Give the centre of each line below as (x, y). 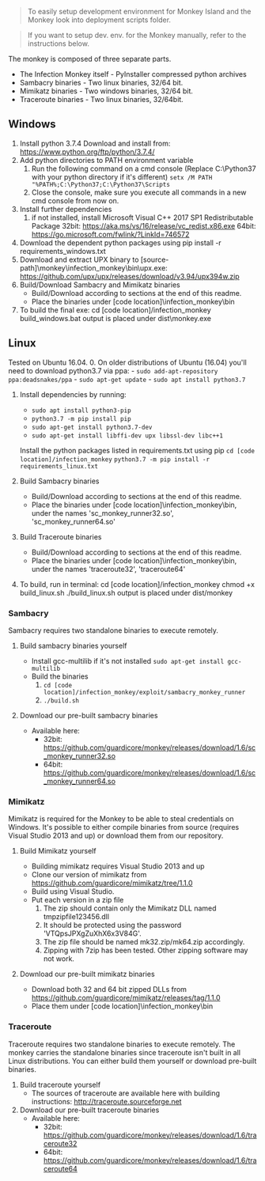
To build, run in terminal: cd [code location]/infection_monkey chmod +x (137, 584)
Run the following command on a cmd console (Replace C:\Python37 (144, 168)
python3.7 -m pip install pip (81, 418)
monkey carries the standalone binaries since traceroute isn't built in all (125, 1052)
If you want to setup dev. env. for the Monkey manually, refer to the (137, 35)
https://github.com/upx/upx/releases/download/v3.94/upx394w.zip (129, 276)
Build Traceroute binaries (61, 536)
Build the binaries (60, 676)
